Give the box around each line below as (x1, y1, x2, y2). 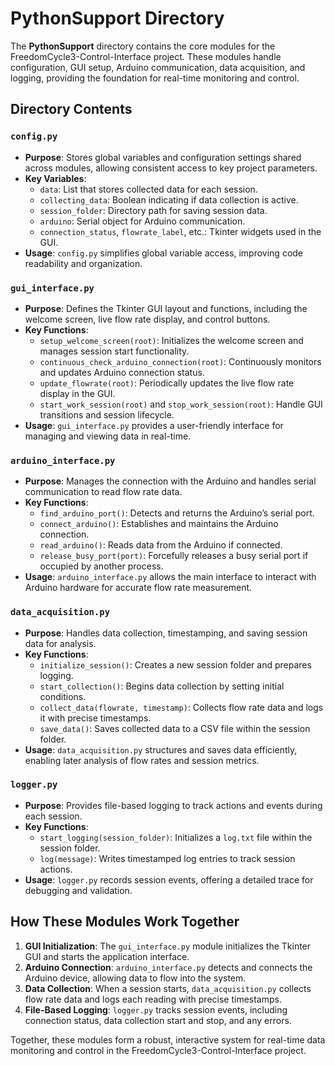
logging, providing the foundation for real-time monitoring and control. (10, 72, 300, 84)
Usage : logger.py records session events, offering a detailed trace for (24, 873, 314, 886)
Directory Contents (10, 101, 133, 118)
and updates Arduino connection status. (39, 366, 205, 378)
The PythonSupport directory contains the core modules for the (10, 40, 276, 52)
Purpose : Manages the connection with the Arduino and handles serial (24, 475, 317, 487)
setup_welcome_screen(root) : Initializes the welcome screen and (39, 334, 304, 346)
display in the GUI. (39, 387, 116, 399)
